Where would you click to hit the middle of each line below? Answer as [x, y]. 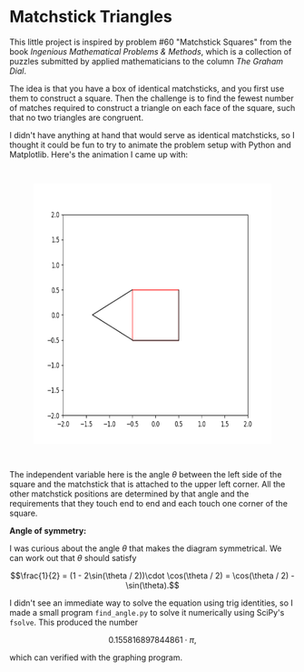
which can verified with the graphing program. [96, 657]
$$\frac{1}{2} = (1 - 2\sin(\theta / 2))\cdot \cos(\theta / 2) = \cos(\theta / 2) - [152, 576]
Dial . [18, 71]
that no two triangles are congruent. [76, 117]
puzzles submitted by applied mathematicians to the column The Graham [147, 61]
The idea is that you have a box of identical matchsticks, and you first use [147, 88]
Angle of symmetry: [48, 530]
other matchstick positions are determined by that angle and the [129, 494]
